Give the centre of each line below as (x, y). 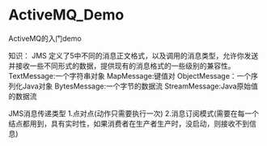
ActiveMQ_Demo (66, 15)
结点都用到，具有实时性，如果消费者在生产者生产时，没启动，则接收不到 (129, 123)
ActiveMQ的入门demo (45, 38)
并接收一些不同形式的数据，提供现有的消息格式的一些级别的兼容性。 (122, 66)
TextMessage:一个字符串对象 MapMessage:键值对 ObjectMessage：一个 (130, 75)
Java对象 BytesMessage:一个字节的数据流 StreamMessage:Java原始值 (140, 86)
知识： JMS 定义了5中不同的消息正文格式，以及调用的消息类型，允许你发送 (133, 55)
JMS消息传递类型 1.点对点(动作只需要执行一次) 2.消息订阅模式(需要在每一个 (134, 113)
